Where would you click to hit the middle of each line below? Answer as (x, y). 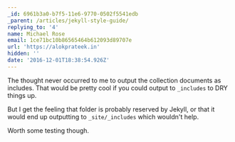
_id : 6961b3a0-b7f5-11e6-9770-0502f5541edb (73, 14)
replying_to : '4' (33, 27)
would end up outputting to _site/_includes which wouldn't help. (103, 116)
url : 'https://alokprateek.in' (54, 47)
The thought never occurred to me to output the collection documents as (114, 80)
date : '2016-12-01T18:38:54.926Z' (59, 60)
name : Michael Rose (36, 34)
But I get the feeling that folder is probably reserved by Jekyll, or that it (111, 109)
